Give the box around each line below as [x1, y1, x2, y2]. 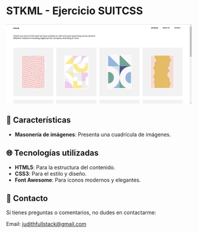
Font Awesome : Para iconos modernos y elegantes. [14, 176, 141, 183]
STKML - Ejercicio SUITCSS [6, 4, 143, 18]
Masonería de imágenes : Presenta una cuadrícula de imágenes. [14, 131, 171, 138]
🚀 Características [6, 115, 71, 125]
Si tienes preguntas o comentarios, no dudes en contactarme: [6, 209, 156, 216]
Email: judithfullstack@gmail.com [6, 221, 87, 228]
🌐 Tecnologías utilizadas [6, 148, 99, 158]
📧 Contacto [6, 193, 48, 203]
